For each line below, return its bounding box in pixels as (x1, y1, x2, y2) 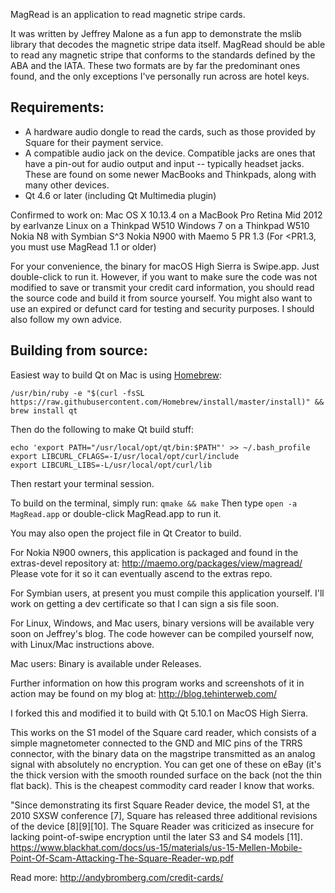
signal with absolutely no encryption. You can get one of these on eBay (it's (10, 758, 322, 770)
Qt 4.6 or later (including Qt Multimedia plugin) (24, 189, 217, 201)
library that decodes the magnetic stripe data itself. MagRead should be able (10, 39, 326, 50)
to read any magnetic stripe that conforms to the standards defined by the (10, 49, 316, 61)
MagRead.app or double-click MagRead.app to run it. (10, 507, 222, 519)
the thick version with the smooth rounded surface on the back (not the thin (10, 769, 322, 781)
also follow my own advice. (10, 313, 123, 325)
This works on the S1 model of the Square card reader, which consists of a (10, 726, 317, 738)
